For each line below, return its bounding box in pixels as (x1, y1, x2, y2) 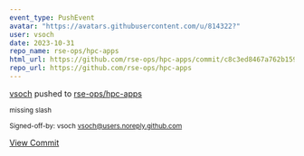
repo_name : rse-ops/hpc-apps (9, 47, 119, 56)
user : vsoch (9, 30, 54, 39)
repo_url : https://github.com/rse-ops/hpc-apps (9, 64, 193, 73)
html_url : (9, 55, 47, 64)
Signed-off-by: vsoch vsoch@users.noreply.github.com (9, 121, 183, 131)
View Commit (9, 137, 60, 148)
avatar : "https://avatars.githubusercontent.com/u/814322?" (9, 22, 242, 31)
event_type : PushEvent (9, 13, 95, 23)
